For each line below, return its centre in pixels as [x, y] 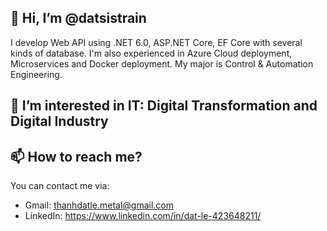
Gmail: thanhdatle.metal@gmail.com [99, 205]
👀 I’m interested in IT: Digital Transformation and [164, 106]
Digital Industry [59, 121]
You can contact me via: [60, 186]
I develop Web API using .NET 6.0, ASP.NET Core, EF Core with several [156, 42]
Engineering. [36, 74]
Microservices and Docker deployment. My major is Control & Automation [162, 63]
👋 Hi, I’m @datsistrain [78, 18]
